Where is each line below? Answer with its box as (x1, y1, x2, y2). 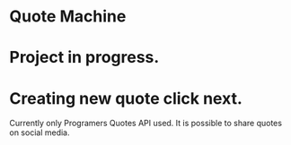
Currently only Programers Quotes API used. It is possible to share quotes (9, 118, 283, 129)
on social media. (9, 127, 70, 138)
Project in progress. (9, 47, 160, 68)
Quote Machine (9, 6, 127, 27)
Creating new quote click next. (9, 88, 242, 108)
